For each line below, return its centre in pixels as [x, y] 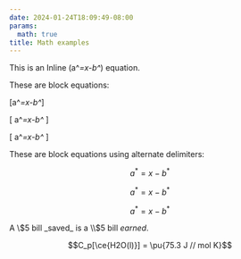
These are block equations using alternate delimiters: [107, 155]
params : [24, 26]
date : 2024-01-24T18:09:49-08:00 [71, 17]
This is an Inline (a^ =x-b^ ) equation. [75, 68]
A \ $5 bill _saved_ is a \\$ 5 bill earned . [79, 228]
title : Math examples [50, 42]
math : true [37, 34]
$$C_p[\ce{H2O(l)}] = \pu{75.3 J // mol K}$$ [150, 246]
